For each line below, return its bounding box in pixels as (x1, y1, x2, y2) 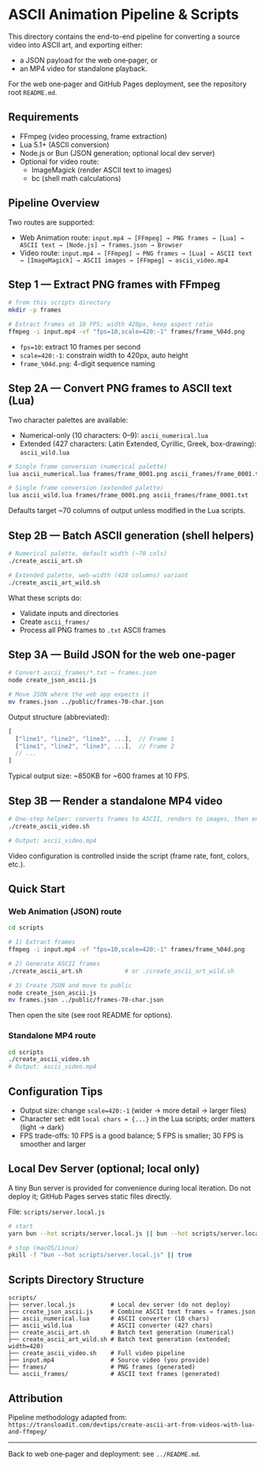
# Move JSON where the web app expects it (8, 690, 150, 699)
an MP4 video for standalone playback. (19, 63, 147, 73)
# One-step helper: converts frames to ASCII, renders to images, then (8, 815, 248, 823)
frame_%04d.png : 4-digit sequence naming (19, 358, 155, 368)
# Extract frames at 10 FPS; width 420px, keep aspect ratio (8, 320, 214, 329)
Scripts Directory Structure (8, 1273, 144, 1287)
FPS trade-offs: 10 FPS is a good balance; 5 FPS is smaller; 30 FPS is (19, 1131, 244, 1140)
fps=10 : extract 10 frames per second (19, 342, 140, 351)
